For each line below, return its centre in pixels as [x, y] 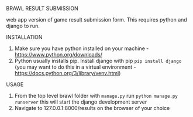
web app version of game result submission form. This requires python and [96, 19]
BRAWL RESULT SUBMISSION [42, 8]
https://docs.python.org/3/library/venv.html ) [68, 73]
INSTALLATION [24, 37]
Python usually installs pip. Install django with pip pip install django [98, 61]
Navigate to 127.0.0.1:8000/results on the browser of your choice [92, 108]
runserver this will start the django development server [81, 102]
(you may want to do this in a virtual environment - [75, 67]
